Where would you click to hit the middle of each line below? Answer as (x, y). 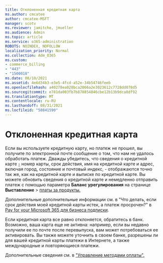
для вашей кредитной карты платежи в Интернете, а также (67, 240)
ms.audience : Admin (25, 32)
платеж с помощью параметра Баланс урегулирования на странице (78, 184)
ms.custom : (16, 60)
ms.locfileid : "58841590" (31, 110)
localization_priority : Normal (37, 51)
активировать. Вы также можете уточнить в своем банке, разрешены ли (82, 235)
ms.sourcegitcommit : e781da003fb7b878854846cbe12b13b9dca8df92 (71, 92)
